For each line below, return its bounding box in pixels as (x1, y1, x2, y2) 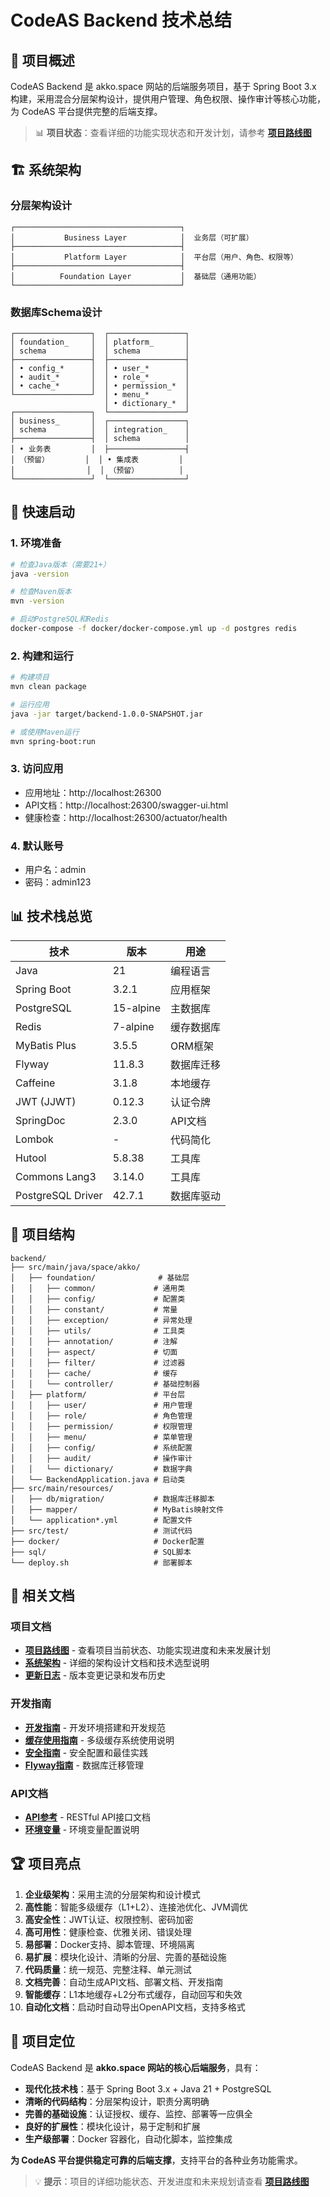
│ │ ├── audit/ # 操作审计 (10, 1453, 193, 1463)
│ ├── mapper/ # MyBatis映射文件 (10, 1504, 225, 1515)
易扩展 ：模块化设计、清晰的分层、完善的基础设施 (24, 1951, 227, 1963)
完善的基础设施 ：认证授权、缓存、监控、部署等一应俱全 (24, 2107, 253, 2120)
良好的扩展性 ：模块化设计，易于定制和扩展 (24, 2120, 201, 2132)
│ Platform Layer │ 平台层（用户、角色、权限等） (10, 252, 298, 262)
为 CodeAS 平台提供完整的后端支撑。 (10, 106, 163, 117)
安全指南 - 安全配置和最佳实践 (24, 1746, 149, 1758)
